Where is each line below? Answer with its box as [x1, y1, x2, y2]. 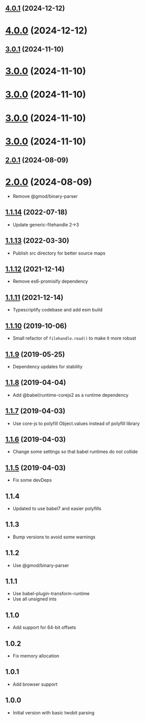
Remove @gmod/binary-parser [12, 193, 78, 199]
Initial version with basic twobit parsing [12, 709, 95, 715]
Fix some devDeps [12, 477, 52, 483]
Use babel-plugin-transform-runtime [12, 591, 90, 597]
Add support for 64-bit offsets [12, 624, 76, 630]
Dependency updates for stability [12, 363, 83, 370]
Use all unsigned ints [12, 596, 57, 602]
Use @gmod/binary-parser [12, 562, 70, 568]
